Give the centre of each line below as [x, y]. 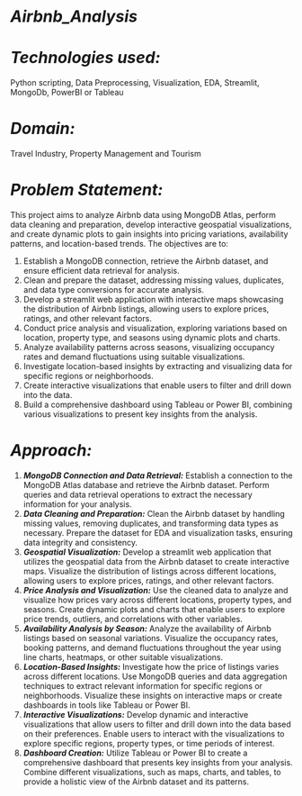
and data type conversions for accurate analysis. [114, 289]
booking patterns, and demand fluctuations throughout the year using [152, 647]
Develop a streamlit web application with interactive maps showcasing [153, 299]
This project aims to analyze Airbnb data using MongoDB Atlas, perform [143, 215]
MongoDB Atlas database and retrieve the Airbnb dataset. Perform [147, 484]
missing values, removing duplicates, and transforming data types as [151, 523]
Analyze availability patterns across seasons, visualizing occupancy [149, 347]
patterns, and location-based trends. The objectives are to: [119, 244]
